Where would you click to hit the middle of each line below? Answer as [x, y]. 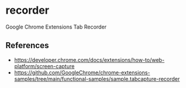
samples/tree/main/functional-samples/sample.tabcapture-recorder [97, 78]
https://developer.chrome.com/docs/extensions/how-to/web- [89, 59]
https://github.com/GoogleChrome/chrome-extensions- [82, 73]
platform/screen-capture [44, 66]
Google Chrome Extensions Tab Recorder [56, 27]
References [27, 45]
